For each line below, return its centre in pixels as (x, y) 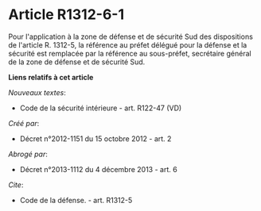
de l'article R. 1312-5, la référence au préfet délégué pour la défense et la (128, 44)
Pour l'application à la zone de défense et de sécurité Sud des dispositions (130, 36)
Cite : (16, 185)
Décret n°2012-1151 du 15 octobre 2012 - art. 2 (95, 138)
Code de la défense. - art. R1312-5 (76, 200)
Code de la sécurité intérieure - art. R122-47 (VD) (101, 108)
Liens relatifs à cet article (51, 77)
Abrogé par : (28, 154)
